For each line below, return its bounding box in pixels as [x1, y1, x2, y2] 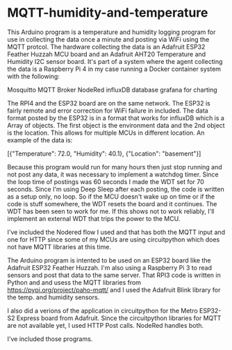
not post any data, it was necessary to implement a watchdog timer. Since [7, 170, 219, 178]
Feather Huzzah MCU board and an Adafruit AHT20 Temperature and [7, 50, 206, 58]
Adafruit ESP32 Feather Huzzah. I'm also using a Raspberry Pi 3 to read [7, 263, 213, 272]
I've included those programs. [7, 335, 93, 343]
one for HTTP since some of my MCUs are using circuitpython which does [7, 235, 220, 244]
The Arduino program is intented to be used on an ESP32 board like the [7, 256, 211, 265]
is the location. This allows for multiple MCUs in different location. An [7, 128, 205, 137]
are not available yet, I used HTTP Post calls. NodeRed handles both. [7, 321, 204, 329]
